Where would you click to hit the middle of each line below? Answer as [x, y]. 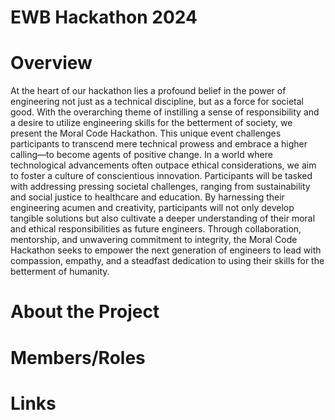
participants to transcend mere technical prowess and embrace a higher [159, 144]
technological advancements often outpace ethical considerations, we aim [163, 165]
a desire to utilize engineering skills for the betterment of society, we [151, 123]
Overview [51, 63]
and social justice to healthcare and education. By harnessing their [147, 197]
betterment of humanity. [60, 272]
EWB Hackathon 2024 [104, 17]
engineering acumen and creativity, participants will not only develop [152, 208]
